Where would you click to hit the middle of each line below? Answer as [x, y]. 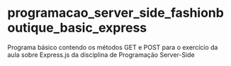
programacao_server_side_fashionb [116, 13]
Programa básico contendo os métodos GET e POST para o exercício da [113, 47]
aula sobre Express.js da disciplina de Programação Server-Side [101, 55]
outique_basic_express [77, 28]
